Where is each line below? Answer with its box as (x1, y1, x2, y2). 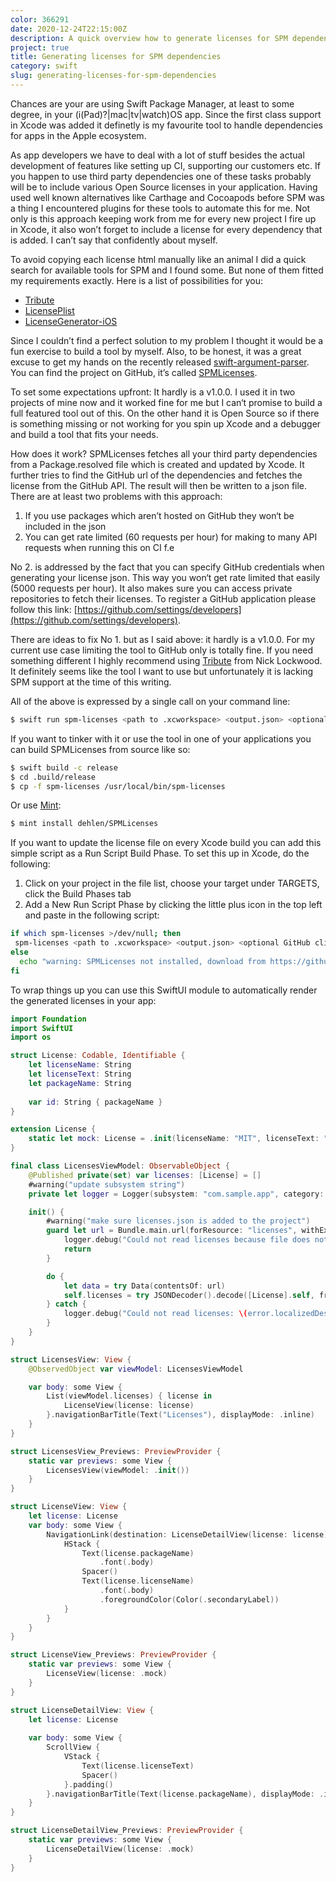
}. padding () (63, 1779, 114, 1790)
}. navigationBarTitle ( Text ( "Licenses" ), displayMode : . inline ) (46, 1410, 315, 1420)
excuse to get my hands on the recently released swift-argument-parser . (10, 356, 310, 368)
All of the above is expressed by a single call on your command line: (10, 695, 291, 707)
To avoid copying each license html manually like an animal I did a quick (10, 253, 307, 265)
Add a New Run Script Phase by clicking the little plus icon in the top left (24, 899, 323, 911)
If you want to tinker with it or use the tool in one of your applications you (10, 732, 312, 745)
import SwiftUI (10, 1023, 74, 1033)
